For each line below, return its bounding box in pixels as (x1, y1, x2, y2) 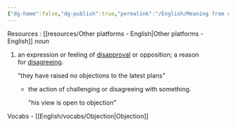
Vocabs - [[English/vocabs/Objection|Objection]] (7, 112, 149, 120)
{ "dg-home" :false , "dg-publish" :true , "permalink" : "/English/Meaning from (7, 10, 225, 17)
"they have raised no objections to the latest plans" (17, 71, 166, 80)
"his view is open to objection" (27, 98, 117, 107)
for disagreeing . (17, 57, 64, 66)
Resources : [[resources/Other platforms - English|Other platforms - (7, 29, 204, 38)
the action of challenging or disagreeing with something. (27, 84, 192, 93)
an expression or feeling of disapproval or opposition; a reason (17, 50, 199, 59)
